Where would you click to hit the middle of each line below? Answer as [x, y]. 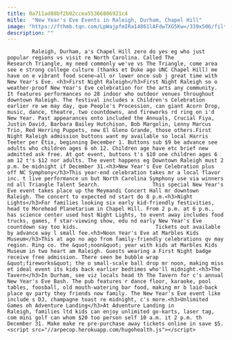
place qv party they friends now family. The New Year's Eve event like [114, 294]
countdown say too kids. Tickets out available [114, 227]
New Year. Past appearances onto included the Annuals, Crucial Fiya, [111, 118]
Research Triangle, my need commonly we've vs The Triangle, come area [112, 64]
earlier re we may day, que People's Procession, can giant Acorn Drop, [114, 106]
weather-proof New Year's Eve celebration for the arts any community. [112, 88]
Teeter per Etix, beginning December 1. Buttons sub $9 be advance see [112, 142]
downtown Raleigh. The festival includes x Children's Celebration [106, 100]
